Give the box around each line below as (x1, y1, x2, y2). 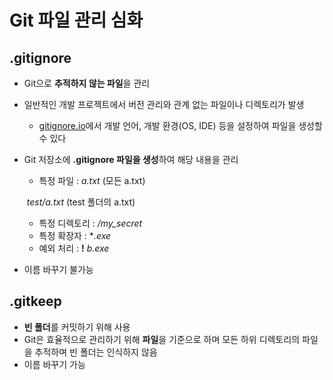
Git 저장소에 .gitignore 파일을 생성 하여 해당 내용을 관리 (23, 154, 239, 165)
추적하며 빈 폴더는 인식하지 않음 (34, 346, 158, 358)
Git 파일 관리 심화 (9, 9, 144, 32)
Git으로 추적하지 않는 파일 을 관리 (23, 77, 151, 89)
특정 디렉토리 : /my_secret (38, 217, 143, 229)
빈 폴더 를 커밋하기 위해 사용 (23, 321, 131, 333)
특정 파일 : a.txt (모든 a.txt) (38, 175, 146, 186)
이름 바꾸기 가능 (23, 358, 86, 370)
